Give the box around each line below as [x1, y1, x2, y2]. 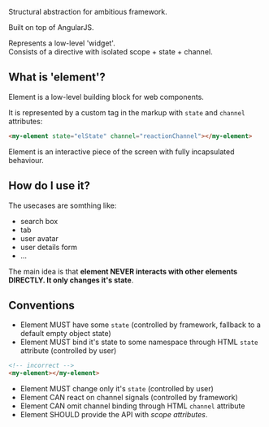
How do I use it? [8, 179, 91, 193]
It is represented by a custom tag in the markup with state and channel [8, 107, 245, 117]
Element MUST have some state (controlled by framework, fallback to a [20, 320, 262, 330]
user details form [20, 242, 78, 252]
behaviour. [8, 155, 45, 165]
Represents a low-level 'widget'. [8, 38, 115, 48]
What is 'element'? [8, 71, 106, 84]
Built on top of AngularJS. [8, 23, 94, 32]
